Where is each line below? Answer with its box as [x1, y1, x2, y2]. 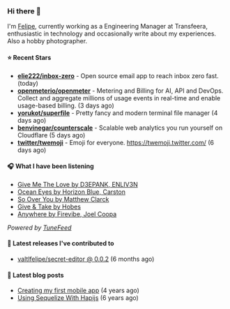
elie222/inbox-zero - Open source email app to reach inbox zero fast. [17, 71, 220, 80]
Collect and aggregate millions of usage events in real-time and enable [17, 93, 221, 102]
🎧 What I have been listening [7, 162, 94, 170]
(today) [17, 79, 38, 87]
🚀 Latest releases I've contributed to [7, 239, 114, 248]
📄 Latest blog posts [7, 271, 64, 279]
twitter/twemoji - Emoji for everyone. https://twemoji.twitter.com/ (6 [17, 138, 215, 146]
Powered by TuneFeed [7, 223, 72, 232]
